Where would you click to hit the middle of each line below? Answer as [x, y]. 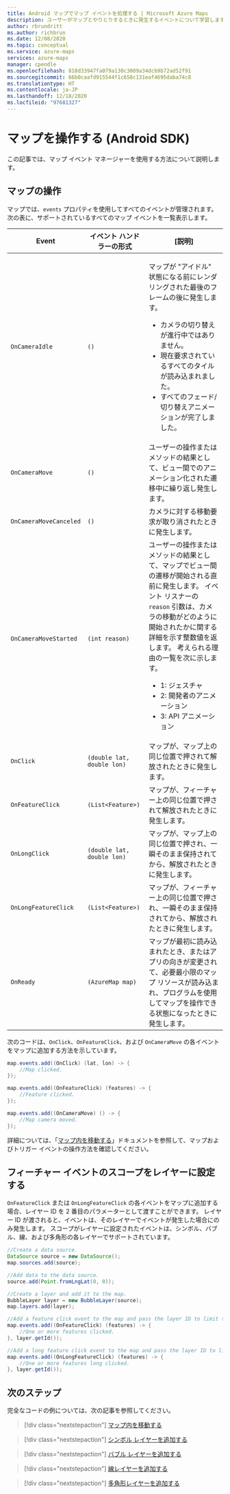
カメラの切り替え [188, 325]
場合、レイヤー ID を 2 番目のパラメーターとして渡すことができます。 [105, 1211]
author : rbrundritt [35, 26]
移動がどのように [190, 617]
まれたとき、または [179, 951]
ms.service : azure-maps [41, 52]
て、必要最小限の [176, 972]
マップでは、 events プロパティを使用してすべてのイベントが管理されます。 [112, 209]
